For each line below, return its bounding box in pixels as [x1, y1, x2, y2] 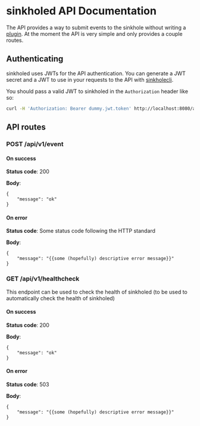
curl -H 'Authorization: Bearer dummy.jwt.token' [6, 106, 132, 112]
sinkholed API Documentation [6, 4, 157, 18]
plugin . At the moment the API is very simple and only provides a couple [6, 30, 183, 37]
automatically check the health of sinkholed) [6, 294, 115, 302]
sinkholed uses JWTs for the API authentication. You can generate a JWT [6, 70, 186, 77]
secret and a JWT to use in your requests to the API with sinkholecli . [6, 76, 174, 83]
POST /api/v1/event [6, 140, 64, 148]
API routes [6, 122, 46, 132]
